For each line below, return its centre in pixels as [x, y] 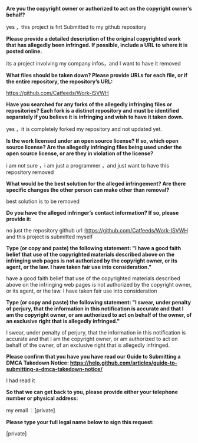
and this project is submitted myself [49, 237]
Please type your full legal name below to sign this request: [80, 422]
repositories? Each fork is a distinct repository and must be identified [93, 111]
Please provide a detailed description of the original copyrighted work [93, 39]
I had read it [21, 380]
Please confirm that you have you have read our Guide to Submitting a [93, 357]
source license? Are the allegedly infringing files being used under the [94, 147]
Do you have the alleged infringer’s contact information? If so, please [93, 213]
